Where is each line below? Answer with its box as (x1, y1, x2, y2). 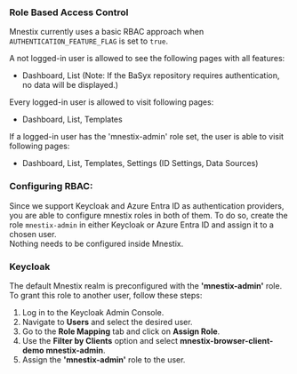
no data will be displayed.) (21, 80, 118, 91)
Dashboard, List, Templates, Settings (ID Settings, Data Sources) (21, 158, 259, 169)
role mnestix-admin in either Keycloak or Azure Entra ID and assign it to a (9, 219, 274, 230)
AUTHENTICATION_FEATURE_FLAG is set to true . (9, 36, 169, 46)
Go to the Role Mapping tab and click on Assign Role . (21, 326, 221, 337)
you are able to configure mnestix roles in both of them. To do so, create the (9, 210, 288, 220)
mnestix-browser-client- (179, 335, 274, 346)
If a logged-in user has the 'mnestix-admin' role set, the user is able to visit (9, 131, 285, 142)
